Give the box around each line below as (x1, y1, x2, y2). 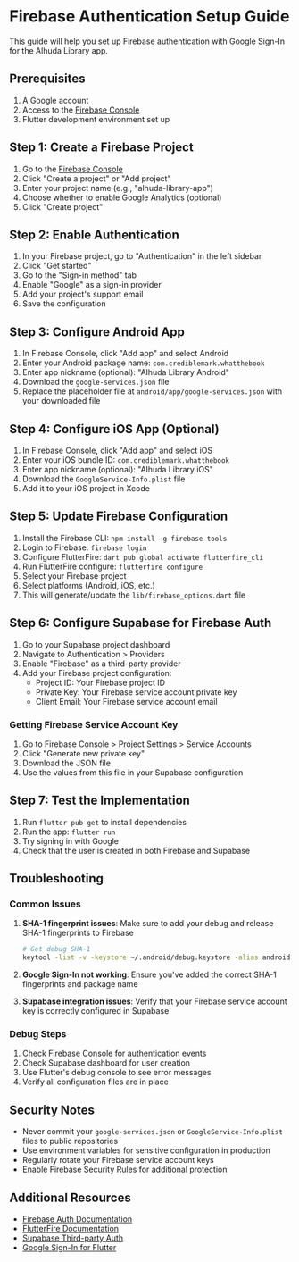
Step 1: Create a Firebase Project (9, 140, 194, 155)
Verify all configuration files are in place (21, 1076, 170, 1087)
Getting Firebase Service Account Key (9, 718, 179, 731)
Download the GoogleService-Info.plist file (21, 473, 186, 484)
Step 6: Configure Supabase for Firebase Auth (9, 615, 272, 631)
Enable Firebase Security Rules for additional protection (21, 1164, 228, 1175)
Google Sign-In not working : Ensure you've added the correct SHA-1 (21, 969, 277, 980)
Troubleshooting (9, 871, 104, 886)
